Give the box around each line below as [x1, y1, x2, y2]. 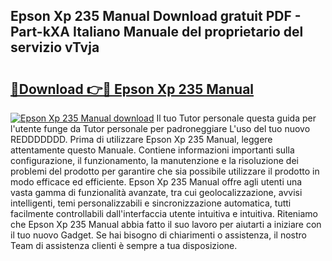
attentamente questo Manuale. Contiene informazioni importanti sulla [10, 144, 295, 156]
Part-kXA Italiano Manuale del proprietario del [10, 24, 304, 41]
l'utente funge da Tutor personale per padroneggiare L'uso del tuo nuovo [10, 123, 311, 134]
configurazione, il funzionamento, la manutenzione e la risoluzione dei [10, 155, 299, 166]
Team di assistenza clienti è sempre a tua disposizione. [10, 240, 238, 251]
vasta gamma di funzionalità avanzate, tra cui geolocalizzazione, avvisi [10, 187, 303, 198]
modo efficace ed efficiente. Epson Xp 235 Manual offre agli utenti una [10, 176, 303, 188]
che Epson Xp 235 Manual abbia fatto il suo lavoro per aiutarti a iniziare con [10, 219, 322, 230]
